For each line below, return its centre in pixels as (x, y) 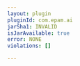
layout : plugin (29, 14)
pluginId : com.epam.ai (40, 20)
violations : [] (29, 46)
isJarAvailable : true (39, 33)
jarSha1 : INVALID (32, 26)
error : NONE (24, 40)
